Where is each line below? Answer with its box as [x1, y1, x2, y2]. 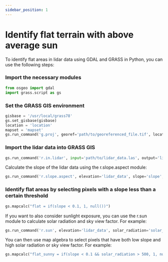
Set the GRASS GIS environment [5, 102, 85, 109]
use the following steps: [5, 61, 54, 68]
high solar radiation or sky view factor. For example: [5, 242, 112, 248]
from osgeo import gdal [5, 85, 55, 90]
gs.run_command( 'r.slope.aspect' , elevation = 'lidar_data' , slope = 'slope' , [5, 174, 164, 179]
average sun [5, 40, 58, 51]
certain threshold [5, 192, 48, 199]
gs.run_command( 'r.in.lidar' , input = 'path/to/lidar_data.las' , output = [5, 155, 157, 161]
